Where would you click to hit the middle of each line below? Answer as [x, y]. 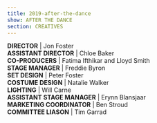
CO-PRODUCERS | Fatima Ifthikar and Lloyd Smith [78, 61]
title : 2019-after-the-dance [49, 13]
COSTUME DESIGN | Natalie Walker [58, 83]
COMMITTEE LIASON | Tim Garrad [57, 112]
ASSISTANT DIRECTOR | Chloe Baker [61, 53]
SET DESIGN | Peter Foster [45, 75]
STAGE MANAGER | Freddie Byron [56, 68]
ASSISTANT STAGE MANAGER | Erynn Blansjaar [77, 97]
